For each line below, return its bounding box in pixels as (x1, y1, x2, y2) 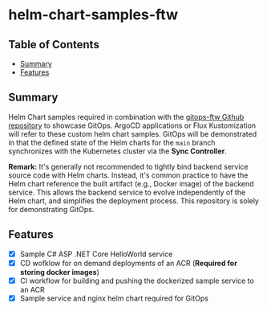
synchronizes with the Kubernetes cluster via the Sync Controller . (8, 146, 227, 156)
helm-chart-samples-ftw (8, 6, 179, 24)
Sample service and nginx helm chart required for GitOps (19, 293, 208, 303)
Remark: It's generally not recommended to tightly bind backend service (8, 162, 249, 171)
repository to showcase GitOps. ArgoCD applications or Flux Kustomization (8, 121, 257, 130)
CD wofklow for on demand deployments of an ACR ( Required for (19, 258, 238, 268)
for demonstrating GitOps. (8, 204, 95, 214)
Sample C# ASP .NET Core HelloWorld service (19, 249, 173, 259)
